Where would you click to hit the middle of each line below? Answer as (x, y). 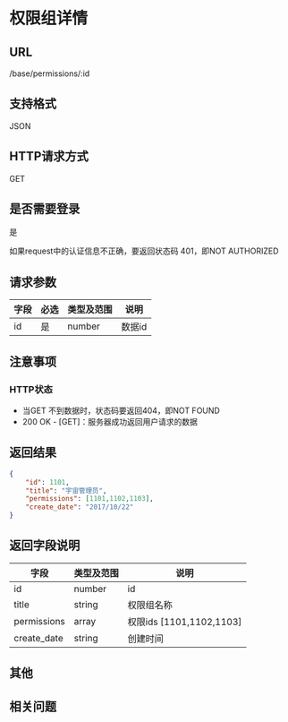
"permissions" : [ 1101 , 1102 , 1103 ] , (89, 499)
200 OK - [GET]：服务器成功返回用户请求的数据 (110, 421)
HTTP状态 (31, 389)
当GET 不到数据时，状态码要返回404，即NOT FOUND (121, 410)
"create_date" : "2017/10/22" (80, 507)
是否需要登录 (45, 209)
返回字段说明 (45, 546)
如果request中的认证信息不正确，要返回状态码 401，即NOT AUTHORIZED (144, 251)
